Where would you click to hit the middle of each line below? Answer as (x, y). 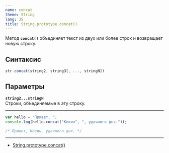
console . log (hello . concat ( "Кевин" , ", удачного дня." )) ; (66, 122)
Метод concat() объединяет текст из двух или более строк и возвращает (84, 38)
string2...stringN (24, 98)
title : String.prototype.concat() (41, 24)
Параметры (25, 87)
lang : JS (14, 19)
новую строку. (21, 44)
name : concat (19, 10)
